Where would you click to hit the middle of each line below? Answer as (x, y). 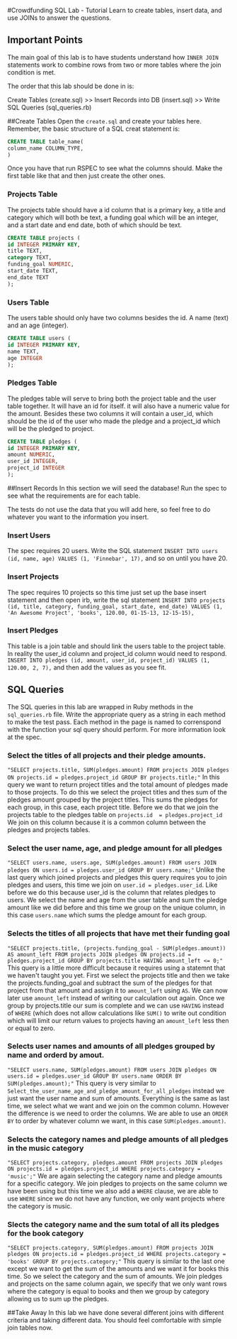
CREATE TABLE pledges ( (42, 442)
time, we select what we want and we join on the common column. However (118, 1105)
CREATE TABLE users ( (39, 339)
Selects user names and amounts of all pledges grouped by (111, 1046)
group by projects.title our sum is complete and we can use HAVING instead (116, 1005)
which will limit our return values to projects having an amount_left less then (118, 1020)
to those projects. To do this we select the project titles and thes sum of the (117, 792)
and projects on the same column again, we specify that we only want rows (117, 1284)
